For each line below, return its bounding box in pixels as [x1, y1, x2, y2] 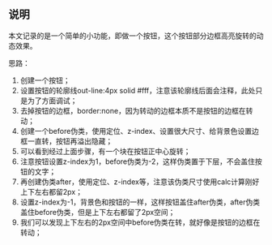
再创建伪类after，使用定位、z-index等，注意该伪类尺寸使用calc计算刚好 [19, 177, 260, 187]
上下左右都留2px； [19, 187, 83, 196]
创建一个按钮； [19, 75, 70, 85]
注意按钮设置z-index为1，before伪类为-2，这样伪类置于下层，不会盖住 [19, 157, 255, 166]
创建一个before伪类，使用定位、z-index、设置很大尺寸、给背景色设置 [19, 126, 253, 135]
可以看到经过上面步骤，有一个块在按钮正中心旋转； [19, 146, 191, 156]
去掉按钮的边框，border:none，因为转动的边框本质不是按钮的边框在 [19, 105, 246, 115]
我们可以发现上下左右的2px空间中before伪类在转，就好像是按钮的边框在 [19, 217, 261, 227]
